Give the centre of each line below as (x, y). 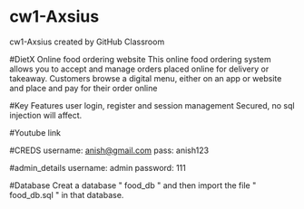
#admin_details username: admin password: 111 (98, 167)
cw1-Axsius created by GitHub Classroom (87, 42)
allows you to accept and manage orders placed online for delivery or (139, 69)
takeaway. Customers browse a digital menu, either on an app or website (146, 78)
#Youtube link (35, 132)
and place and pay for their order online (83, 88)
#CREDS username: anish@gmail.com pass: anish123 (109, 150)
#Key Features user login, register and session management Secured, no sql (152, 105)
